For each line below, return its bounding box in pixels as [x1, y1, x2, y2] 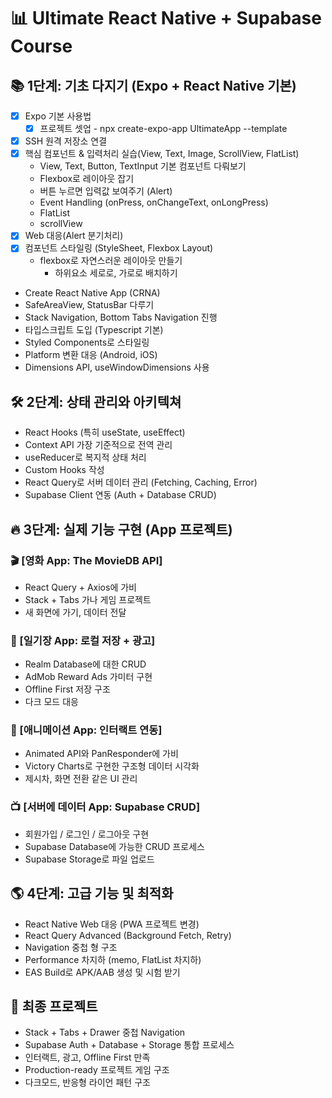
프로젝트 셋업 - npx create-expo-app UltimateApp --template [39, 123, 288, 135]
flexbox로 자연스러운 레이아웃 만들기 [39, 255, 183, 267]
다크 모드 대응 [24, 696, 79, 708]
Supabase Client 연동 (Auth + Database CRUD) [24, 489, 217, 501]
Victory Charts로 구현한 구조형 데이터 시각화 [24, 760, 200, 772]
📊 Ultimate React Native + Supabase [10, 7, 322, 30]
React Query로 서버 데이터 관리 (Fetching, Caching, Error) [24, 476, 258, 489]
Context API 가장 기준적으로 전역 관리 [24, 439, 173, 451]
